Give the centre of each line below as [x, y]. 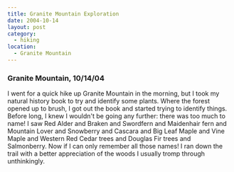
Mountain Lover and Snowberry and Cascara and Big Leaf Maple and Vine [116, 131]
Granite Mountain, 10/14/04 [56, 78]
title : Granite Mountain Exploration [63, 14]
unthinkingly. [26, 161]
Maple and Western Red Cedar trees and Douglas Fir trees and [99, 139]
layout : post [27, 27]
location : [22, 47]
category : [22, 34]
